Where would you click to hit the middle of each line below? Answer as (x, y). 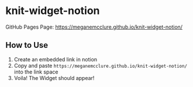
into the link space (36, 72)
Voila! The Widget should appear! (54, 78)
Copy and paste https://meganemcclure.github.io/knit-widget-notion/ (101, 65)
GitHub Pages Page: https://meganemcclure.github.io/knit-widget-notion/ (94, 27)
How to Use (27, 45)
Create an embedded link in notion (56, 59)
